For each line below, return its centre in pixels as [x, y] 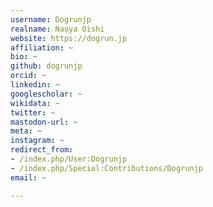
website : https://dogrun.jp [69, 38]
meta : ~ [26, 131]
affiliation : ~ [42, 47]
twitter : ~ [33, 112]
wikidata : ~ [35, 103]
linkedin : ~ [35, 85]
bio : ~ [24, 57]
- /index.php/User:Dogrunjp [69, 159]
